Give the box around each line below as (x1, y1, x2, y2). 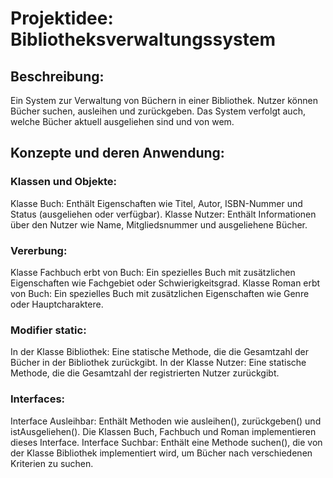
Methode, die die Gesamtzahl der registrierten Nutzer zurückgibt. (10, 367, 280, 379)
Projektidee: (10, 7, 114, 30)
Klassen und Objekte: (10, 175, 118, 189)
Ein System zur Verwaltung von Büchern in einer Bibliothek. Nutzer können (10, 95, 318, 106)
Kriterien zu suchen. (10, 457, 94, 469)
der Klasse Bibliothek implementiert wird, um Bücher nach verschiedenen (10, 447, 313, 459)
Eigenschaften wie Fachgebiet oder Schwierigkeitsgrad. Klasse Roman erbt (10, 277, 321, 289)
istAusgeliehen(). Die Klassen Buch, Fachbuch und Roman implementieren (10, 425, 317, 437)
